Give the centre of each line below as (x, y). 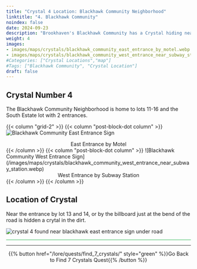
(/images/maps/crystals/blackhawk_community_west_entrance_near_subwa (98, 163)
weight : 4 (18, 39)
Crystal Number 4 (40, 95)
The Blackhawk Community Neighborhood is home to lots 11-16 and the (92, 109)
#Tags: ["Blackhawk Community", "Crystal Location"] (72, 66)
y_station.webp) (25, 169)
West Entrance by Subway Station (98, 175)
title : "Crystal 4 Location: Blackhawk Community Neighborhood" (86, 11)
